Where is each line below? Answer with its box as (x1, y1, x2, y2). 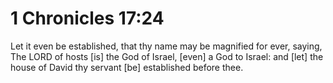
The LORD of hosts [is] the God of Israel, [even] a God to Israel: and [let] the (10, 50, 324, 62)
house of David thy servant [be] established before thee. (10, 61, 244, 73)
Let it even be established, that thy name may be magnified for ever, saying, (10, 40, 323, 52)
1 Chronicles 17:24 (10, 7, 165, 30)
